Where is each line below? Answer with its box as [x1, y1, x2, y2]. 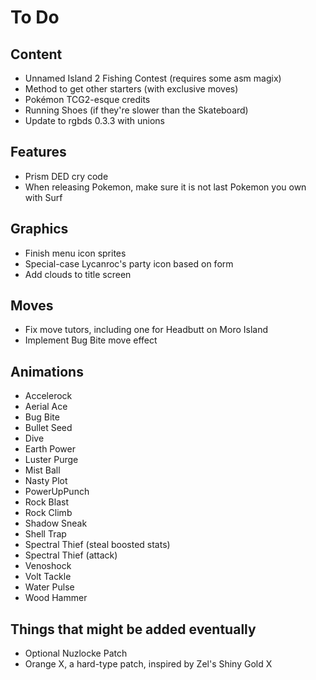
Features [10, 144, 67, 161]
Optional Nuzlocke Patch [24, 647, 128, 660]
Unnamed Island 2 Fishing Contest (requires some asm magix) [24, 72, 282, 84]
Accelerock [24, 390, 73, 402]
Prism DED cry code [24, 170, 109, 182]
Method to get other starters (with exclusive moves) [24, 83, 239, 95]
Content [10, 46, 63, 63]
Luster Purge [24, 454, 79, 466]
